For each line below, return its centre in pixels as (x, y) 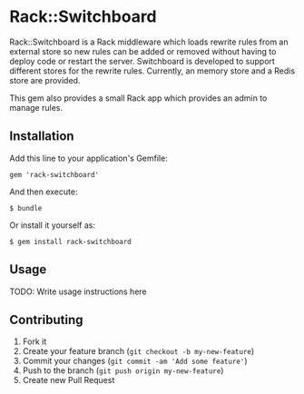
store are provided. (45, 80)
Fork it (34, 341)
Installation (42, 137)
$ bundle (26, 208)
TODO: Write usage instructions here (78, 291)
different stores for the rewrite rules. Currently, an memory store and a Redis (152, 71)
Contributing (46, 320)
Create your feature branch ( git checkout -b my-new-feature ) (138, 351)
